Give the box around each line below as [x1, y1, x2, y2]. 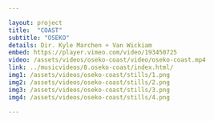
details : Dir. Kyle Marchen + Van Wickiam [8, 41, 152, 49]
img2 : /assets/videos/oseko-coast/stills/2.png [8, 78, 171, 87]
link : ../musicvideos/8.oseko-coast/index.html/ [8, 63, 174, 72]
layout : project [8, 18, 63, 26]
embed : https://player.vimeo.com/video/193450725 [8, 49, 178, 57]
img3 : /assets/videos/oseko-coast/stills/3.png [8, 86, 171, 94]
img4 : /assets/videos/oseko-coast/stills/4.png [8, 93, 171, 101]
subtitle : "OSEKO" [8, 34, 70, 42]
